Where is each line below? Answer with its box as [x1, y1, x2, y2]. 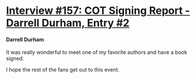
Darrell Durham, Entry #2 [6, 16, 130, 30]
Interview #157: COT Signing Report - [6, 4, 190, 17]
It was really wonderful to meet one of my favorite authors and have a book [6, 49, 187, 56]
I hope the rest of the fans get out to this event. [6, 66, 120, 73]
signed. [6, 55, 25, 62]
